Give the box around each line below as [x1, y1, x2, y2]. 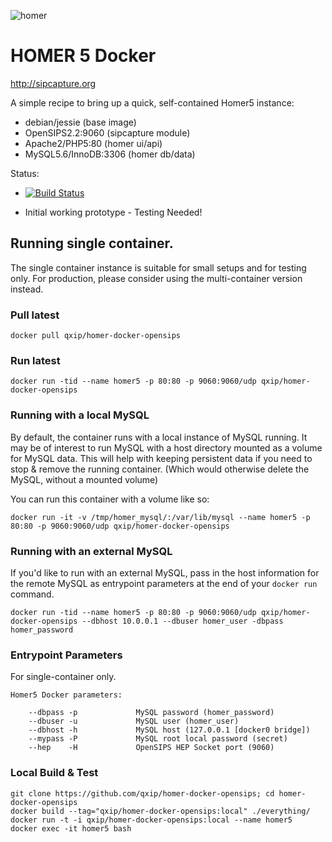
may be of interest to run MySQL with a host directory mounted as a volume [10, 441, 323, 454]
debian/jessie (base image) [24, 116, 137, 128]
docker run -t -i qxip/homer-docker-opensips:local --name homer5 [10, 815, 293, 825]
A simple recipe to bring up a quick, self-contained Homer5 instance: [10, 96, 295, 109]
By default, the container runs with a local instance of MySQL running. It [10, 431, 308, 443]
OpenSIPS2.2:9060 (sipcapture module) [24, 126, 191, 139]
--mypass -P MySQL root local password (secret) [28, 734, 288, 744]
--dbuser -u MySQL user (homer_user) [28, 716, 240, 727]
